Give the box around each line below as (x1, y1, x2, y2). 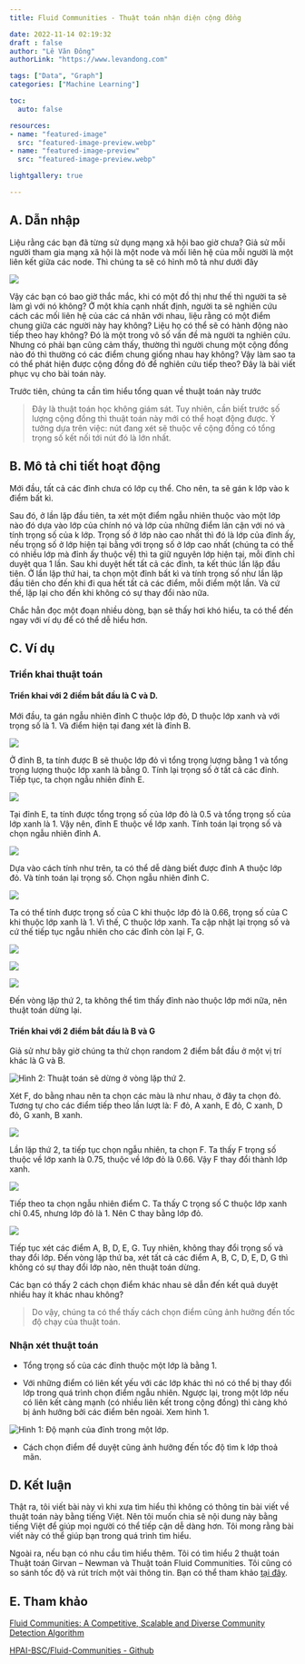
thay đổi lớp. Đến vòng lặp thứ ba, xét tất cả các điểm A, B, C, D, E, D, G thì (9, 1253, 289, 1263)
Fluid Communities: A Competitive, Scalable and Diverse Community (9, 1618, 266, 1629)
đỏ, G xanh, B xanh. (9, 1110, 84, 1121)
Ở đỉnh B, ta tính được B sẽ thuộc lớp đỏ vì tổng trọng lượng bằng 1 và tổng (9, 755, 289, 766)
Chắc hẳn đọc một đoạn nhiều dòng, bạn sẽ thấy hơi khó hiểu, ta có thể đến (9, 605, 293, 616)
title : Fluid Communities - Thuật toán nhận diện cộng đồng (9, 13, 242, 23)
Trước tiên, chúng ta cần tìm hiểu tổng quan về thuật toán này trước (9, 385, 261, 396)
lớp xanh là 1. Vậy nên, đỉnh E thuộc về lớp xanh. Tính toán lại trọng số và (9, 818, 282, 829)
